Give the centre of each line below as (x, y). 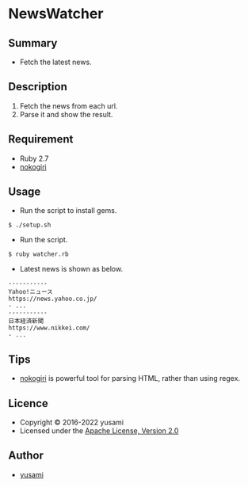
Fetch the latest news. (56, 62)
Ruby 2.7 (34, 158)
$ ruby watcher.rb (38, 254)
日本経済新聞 (26, 321)
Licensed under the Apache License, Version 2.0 (99, 431)
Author (26, 456)
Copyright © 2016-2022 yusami (72, 422)
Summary (33, 43)
